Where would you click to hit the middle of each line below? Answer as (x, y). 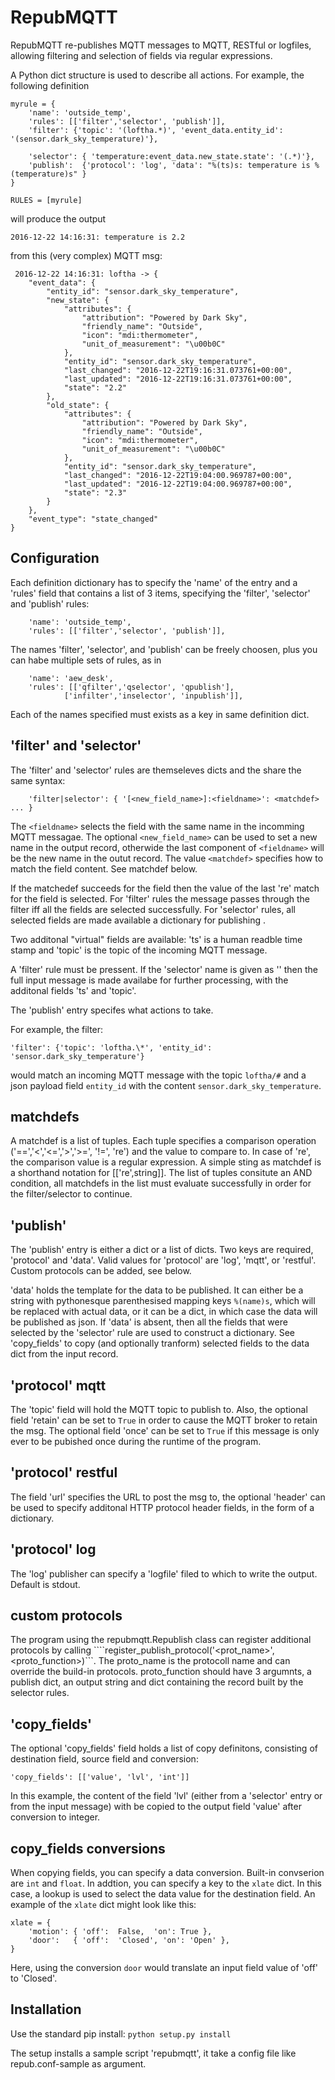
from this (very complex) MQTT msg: (86, 255)
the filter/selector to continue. (71, 1194)
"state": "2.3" (95, 492)
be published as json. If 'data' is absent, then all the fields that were (149, 1322)
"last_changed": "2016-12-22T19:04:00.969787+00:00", (178, 475)
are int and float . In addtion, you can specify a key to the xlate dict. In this (166, 1883)
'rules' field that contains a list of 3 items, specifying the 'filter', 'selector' (160, 593)
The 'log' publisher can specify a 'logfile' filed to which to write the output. (164, 1573)
